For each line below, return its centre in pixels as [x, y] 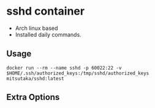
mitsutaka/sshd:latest [35, 78]
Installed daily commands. [48, 34]
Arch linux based [36, 28]
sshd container [45, 11]
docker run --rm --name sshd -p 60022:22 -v [64, 68]
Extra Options [33, 97]
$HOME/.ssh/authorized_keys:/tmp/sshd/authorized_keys [78, 73]
